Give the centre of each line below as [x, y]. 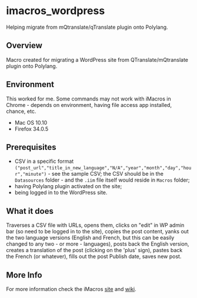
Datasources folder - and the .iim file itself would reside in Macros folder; [102, 180]
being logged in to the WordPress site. [61, 193]
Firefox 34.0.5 [31, 129]
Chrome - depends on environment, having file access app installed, [89, 105]
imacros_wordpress [56, 11]
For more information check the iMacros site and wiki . [71, 289]
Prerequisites [31, 147]
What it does [30, 211]
